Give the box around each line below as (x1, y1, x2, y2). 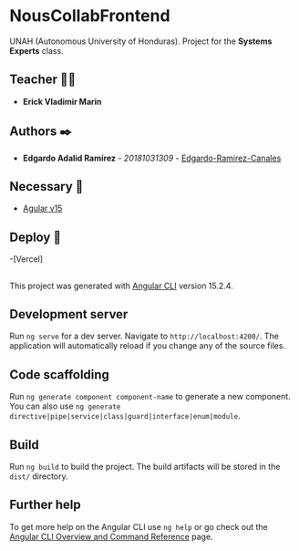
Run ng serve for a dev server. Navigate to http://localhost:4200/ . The (9, 330, 280, 342)
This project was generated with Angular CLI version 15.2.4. (9, 280, 234, 291)
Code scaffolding (9, 367, 109, 382)
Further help (9, 497, 82, 513)
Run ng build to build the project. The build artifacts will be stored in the (9, 462, 281, 473)
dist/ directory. (9, 471, 68, 482)
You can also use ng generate (9, 400, 121, 411)
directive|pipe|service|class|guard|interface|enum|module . (9, 411, 241, 421)
